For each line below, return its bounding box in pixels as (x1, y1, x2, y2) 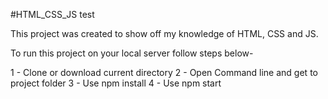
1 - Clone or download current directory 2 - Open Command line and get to (10, 67, 318, 78)
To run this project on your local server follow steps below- (10, 47, 254, 59)
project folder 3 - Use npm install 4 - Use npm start (10, 77, 222, 89)
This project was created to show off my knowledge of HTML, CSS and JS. (10, 28, 319, 39)
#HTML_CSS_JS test (10, 9, 95, 20)
